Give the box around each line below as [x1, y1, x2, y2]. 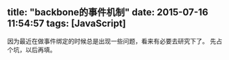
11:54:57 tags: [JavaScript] [7, 18, 127, 30]
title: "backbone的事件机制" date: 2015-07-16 [7, 6, 209, 19]
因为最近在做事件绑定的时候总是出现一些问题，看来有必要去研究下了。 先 [7, 37, 216, 45]
